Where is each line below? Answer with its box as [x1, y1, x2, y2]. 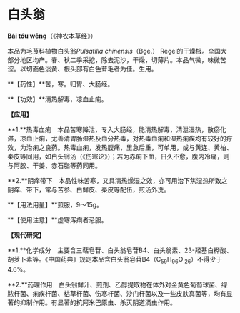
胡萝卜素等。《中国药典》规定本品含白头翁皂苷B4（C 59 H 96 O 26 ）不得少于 [7, 254, 223, 265]
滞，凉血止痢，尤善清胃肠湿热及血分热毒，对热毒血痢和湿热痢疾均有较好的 [7, 134, 226, 143]
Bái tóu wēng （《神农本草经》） [7, 31, 97, 40]
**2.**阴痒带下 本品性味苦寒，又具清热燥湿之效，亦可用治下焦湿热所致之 [7, 176, 228, 184]
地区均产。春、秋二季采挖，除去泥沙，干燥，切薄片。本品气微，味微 [19, 55, 220, 64]
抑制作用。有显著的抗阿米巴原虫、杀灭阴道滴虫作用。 [19, 298, 176, 307]
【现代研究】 [7, 230, 45, 239]
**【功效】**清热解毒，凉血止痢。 [7, 94, 109, 104]
